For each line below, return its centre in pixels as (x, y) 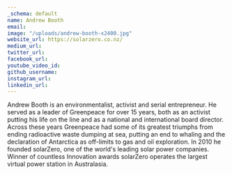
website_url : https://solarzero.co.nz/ (65, 40)
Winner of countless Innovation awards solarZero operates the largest (107, 157)
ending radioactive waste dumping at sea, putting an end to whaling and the (116, 135)
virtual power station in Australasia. (58, 164)
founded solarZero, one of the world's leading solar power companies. (108, 149)
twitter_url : (26, 53)
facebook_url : (28, 59)
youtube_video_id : (34, 66)
